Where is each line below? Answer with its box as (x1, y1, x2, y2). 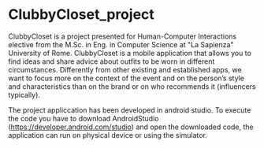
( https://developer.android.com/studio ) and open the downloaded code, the (8, 122, 254, 131)
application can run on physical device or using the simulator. (8, 130, 207, 139)
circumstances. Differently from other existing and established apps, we (8, 65, 242, 74)
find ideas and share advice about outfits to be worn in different (8, 57, 215, 66)
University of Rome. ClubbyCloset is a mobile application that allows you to (8, 48, 252, 57)
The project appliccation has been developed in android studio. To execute (8, 105, 251, 115)
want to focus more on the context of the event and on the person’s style (8, 73, 244, 83)
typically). (8, 90, 41, 99)
